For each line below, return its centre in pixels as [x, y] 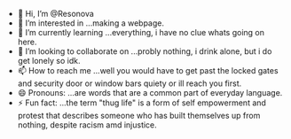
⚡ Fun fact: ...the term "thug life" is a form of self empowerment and [142, 103]
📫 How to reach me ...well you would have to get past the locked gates [148, 70]
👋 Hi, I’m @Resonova [56, 14]
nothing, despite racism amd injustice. [87, 125]
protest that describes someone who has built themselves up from [139, 116]
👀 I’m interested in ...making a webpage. [90, 23]
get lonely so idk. [49, 61]
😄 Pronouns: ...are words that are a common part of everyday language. [150, 93]
